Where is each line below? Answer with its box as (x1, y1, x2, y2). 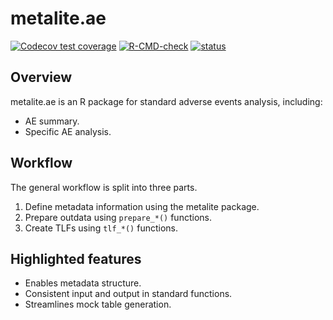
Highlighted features (10, 250, 142, 267)
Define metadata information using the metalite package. (24, 200, 260, 212)
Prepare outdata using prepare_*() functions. (24, 211, 212, 223)
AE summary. (24, 115, 80, 127)
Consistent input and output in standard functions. (24, 288, 233, 300)
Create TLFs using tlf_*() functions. (24, 222, 179, 234)
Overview (10, 69, 73, 86)
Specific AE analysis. (24, 125, 112, 137)
